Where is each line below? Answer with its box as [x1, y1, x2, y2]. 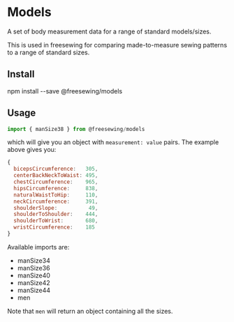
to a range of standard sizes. [7, 48, 90, 56]
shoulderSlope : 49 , [13, 204, 98, 211]
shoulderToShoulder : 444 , [13, 210, 98, 218]
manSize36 [17, 263, 50, 272]
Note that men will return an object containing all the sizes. [7, 307, 173, 315]
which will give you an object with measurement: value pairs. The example [7, 138, 219, 146]
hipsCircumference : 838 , [13, 185, 98, 192]
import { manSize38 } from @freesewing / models [7, 125, 145, 132]
